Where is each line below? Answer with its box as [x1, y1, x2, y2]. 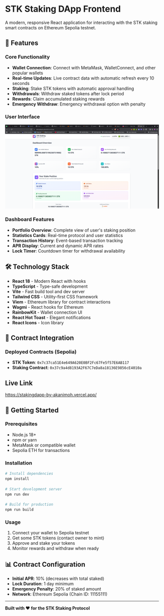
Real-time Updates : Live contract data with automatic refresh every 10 [12, 75, 155, 81]
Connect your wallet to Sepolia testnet [12, 530, 89, 536]
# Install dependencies [5, 471, 54, 476]
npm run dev [5, 492, 29, 497]
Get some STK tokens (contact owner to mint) [12, 535, 104, 541]
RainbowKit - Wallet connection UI [12, 309, 82, 315]
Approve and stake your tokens [12, 540, 75, 546]
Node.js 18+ [12, 431, 37, 438]
